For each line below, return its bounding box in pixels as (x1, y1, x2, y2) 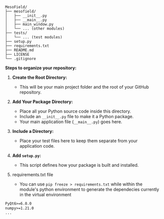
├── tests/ (5, 31, 27, 35)
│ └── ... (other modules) (5, 26, 65, 31)
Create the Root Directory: (12, 74, 67, 80)
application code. (19, 143, 55, 149)
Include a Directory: (12, 128, 54, 134)
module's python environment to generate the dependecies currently (19, 187, 160, 192)
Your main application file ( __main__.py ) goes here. (19, 119, 123, 125)
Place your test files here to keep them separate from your (19, 138, 138, 144)
